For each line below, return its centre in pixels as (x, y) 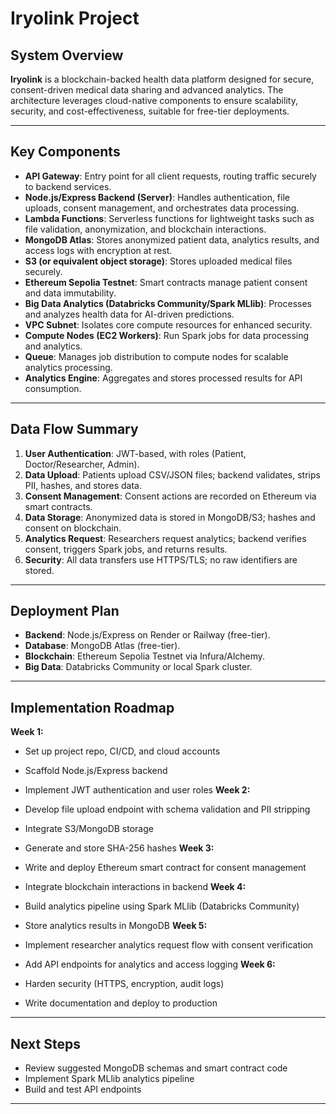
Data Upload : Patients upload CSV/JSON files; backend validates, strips (172, 474)
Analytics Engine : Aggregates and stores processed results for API (163, 378)
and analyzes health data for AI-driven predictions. (129, 314)
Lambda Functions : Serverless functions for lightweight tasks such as (169, 218)
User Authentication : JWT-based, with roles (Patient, (135, 453)
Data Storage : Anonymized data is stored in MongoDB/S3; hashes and (170, 517)
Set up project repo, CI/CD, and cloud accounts (122, 751)
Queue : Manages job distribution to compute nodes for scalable (156, 356)
